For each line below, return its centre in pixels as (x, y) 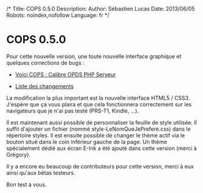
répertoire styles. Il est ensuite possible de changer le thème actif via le (96, 135)
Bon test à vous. (26, 185)
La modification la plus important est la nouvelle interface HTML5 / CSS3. (98, 98)
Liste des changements (44, 86)
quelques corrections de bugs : (46, 62)
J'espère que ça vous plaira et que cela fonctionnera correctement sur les (99, 104)
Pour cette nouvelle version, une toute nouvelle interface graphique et (94, 56)
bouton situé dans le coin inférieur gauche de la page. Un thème (87, 142)
